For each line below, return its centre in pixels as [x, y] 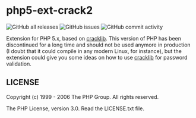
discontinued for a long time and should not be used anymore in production [99, 45]
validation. [19, 64]
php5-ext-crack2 [50, 10]
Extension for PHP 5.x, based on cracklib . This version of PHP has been [94, 38]
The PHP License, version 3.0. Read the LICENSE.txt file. [75, 108]
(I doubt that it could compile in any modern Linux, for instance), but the [94, 51]
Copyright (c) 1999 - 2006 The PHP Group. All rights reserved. [83, 97]
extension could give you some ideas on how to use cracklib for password [97, 57]
